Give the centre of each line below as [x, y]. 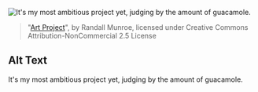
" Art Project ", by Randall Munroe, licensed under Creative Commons [138, 27]
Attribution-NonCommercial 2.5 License [92, 36]
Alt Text [28, 60]
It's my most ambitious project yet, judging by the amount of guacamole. [126, 79]
